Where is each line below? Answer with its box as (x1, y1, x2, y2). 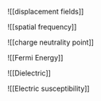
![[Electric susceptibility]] (7, 84, 90, 93)
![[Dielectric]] (7, 68, 51, 78)
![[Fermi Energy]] (7, 53, 64, 62)
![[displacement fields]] (7, 7, 84, 16)
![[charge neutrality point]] (7, 37, 95, 47)
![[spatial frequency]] (7, 22, 77, 31)
